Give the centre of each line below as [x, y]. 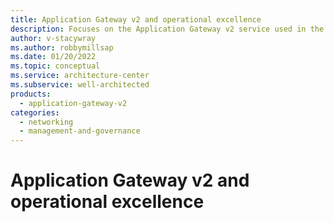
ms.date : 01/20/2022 [53, 57]
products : [31, 94]
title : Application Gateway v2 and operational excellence [136, 19]
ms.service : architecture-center [80, 76]
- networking [46, 122]
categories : [35, 112]
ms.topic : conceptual [55, 66]
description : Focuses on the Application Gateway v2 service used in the [167, 29]
